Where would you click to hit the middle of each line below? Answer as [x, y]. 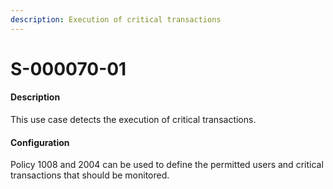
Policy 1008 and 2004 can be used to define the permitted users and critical [167, 165]
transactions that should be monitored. [90, 175]
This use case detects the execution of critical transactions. [133, 120]
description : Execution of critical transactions [116, 19]
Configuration [40, 142]
